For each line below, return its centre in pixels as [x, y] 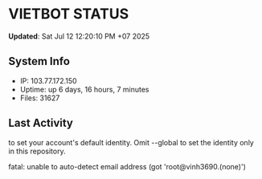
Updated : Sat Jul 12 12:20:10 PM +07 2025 [79, 36]
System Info [39, 61]
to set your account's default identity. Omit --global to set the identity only [131, 142]
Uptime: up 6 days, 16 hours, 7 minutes [84, 89]
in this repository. [37, 151]
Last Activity [41, 123]
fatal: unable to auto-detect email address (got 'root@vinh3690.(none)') [127, 166]
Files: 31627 [40, 98]
